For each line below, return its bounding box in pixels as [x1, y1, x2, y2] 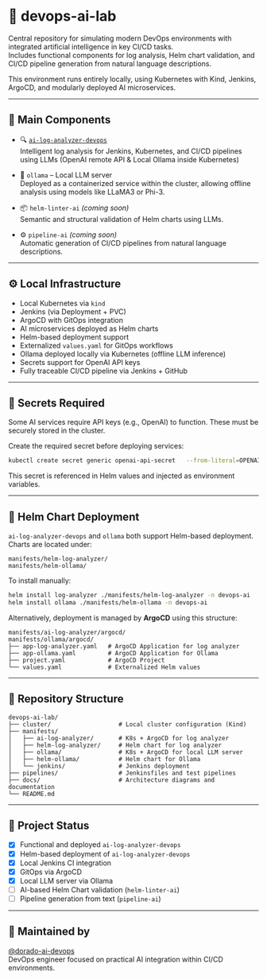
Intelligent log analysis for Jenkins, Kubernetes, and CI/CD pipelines [19, 146, 242, 156]
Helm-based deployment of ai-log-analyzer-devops [19, 849, 191, 858]
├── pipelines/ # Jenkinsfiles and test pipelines [8, 769, 237, 777]
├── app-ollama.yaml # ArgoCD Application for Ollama [8, 649, 219, 657]
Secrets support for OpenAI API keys [19, 357, 141, 367]
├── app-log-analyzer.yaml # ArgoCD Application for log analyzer [8, 642, 240, 651]
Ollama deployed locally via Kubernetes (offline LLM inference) [19, 349, 226, 359]
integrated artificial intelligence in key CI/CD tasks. [8, 41, 174, 51]
